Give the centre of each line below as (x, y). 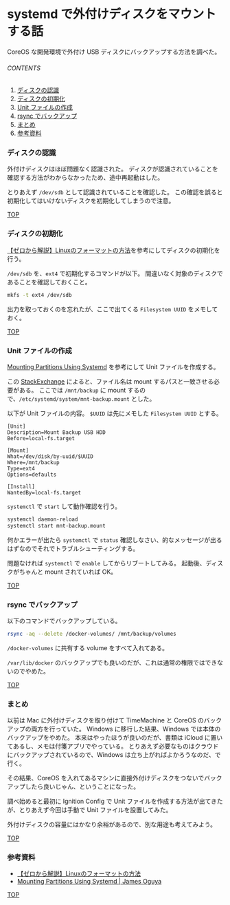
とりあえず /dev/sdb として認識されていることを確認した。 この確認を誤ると (115, 192)
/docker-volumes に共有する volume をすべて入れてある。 (88, 647)
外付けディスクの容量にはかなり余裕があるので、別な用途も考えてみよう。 (112, 824)
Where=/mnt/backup (33, 462)
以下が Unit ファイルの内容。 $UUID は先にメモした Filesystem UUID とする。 (115, 413)
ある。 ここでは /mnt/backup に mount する (79, 390)
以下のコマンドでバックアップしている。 (64, 621)
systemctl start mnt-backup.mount (57, 526)
